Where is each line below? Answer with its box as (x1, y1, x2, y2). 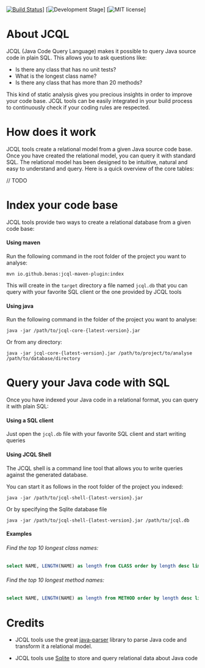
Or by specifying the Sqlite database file (6, 505, 107, 512)
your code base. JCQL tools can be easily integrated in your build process (6, 97, 193, 104)
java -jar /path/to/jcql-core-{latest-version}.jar (6, 328, 140, 334)
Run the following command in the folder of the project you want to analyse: (6, 316, 197, 323)
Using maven (6, 239, 41, 246)
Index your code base (6, 198, 118, 212)
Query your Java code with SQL (6, 376, 170, 390)
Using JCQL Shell (6, 451, 52, 458)
